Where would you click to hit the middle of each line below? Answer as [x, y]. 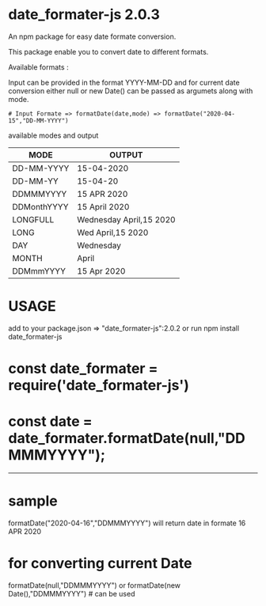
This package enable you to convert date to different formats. [108, 51]
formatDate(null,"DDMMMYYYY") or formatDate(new [94, 585]
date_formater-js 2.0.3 [84, 15]
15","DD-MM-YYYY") [38, 120]
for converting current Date [100, 564]
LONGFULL [33, 219]
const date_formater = [83, 369]
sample [33, 501]
